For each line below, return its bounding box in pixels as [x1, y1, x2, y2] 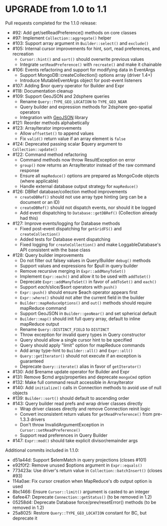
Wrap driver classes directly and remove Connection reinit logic [19, 405, 151, 412]
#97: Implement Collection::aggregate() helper [12, 35, 112, 41]
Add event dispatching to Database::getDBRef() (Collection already [19, 209, 158, 215]
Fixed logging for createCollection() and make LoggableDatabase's [19, 241, 161, 247]
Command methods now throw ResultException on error [19, 157, 136, 163]
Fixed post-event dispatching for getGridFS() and [19, 225, 122, 231]
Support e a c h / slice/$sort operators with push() [19, 284, 117, 290]
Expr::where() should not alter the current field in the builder [19, 294, 145, 300]
